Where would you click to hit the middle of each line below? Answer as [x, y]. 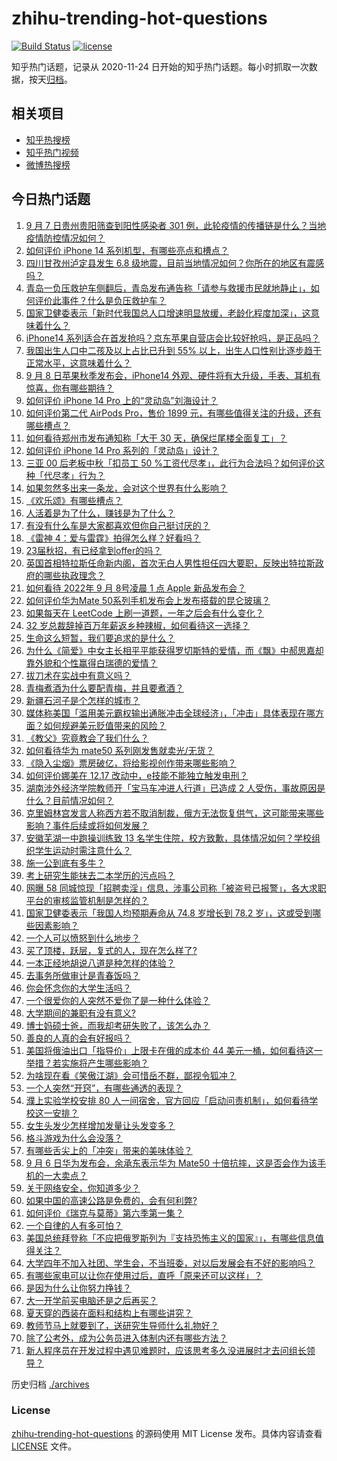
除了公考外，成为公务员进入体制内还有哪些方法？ [126, 1338]
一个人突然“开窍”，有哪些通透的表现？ [104, 1088]
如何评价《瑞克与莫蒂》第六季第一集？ [104, 1213]
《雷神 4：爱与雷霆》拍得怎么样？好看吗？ [113, 538]
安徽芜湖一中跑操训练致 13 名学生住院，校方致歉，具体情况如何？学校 [169, 838]
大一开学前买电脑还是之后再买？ [91, 1300]
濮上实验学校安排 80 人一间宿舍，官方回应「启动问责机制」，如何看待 [167, 1100]
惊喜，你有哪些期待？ [69, 388]
